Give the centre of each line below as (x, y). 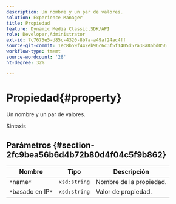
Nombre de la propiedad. (131, 182)
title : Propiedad (28, 23)
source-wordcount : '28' (36, 57)
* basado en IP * (31, 192)
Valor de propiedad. (124, 192)
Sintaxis (16, 126)
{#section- (74, 145)
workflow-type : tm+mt (34, 51)
